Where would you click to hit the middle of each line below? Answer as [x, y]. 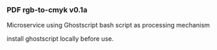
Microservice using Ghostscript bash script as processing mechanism [108, 25]
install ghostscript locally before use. [60, 39]
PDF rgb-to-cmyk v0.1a [47, 10]
